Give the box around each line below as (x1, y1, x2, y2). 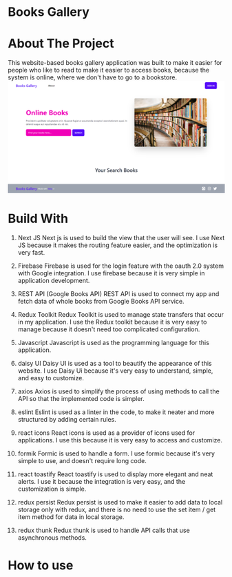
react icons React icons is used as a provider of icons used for (17, 429, 196, 437)
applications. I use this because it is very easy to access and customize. (17, 436, 223, 444)
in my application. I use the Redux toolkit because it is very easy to (17, 317, 207, 326)
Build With (8, 211, 68, 226)
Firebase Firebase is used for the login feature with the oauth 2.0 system (17, 262, 224, 270)
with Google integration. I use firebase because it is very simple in (17, 268, 205, 277)
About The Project (8, 36, 114, 52)
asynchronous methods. (17, 533, 87, 542)
